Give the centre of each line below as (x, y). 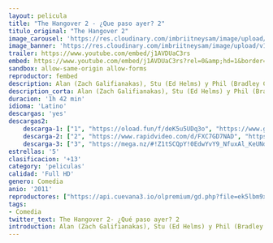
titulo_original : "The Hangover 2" (69, 31)
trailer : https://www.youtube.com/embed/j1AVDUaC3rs (100, 53)
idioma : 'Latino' (38, 106)
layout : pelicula (38, 16)
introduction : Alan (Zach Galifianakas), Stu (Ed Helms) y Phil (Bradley (136, 227)
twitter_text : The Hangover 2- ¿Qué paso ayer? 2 (94, 220)
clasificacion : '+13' (45, 159)
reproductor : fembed (43, 76)
